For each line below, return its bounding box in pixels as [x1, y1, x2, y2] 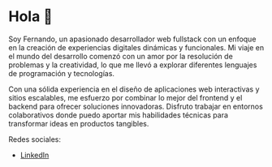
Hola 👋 [8, 7, 53, 26]
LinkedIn [19, 150, 50, 160]
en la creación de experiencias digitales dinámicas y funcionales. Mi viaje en [8, 42, 265, 52]
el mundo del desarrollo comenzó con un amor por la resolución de [8, 51, 233, 61]
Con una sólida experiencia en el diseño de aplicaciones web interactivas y [8, 84, 260, 94]
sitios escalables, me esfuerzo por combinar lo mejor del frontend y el [8, 92, 243, 102]
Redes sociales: [8, 134, 62, 144]
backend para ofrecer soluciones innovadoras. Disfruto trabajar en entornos [8, 101, 264, 111]
